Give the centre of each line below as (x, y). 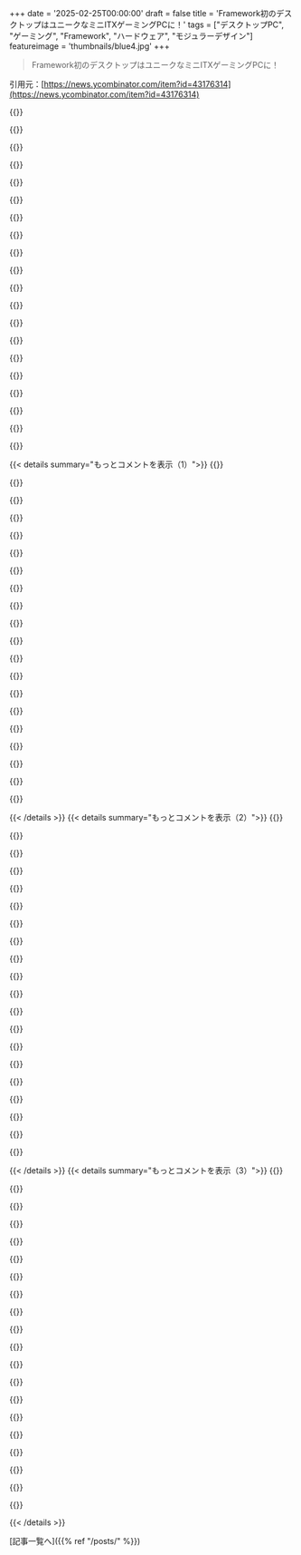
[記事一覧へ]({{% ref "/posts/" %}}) (75, 1541)
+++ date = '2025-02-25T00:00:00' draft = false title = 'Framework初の (143, 13)
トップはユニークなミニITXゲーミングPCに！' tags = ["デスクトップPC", (150, 24)
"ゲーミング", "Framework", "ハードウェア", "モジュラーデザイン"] (131, 36)
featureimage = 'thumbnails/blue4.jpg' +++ (89, 46)
